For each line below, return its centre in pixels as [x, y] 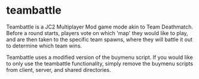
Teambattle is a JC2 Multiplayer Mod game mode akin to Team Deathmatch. [99, 27]
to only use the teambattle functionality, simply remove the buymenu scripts [99, 64]
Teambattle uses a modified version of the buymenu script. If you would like [99, 57]
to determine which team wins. [44, 46]
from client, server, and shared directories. [59, 69]
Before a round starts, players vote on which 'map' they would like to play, [97, 33]
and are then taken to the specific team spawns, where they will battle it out [99, 39]
